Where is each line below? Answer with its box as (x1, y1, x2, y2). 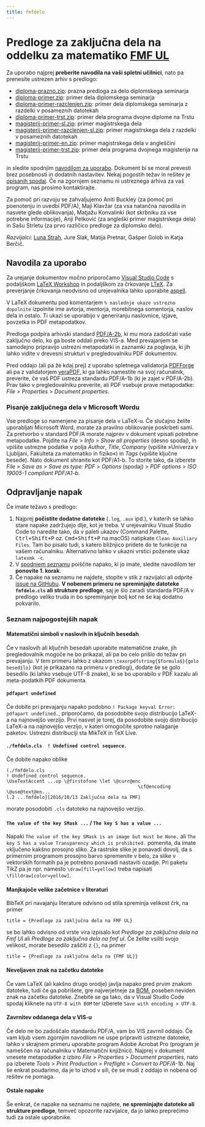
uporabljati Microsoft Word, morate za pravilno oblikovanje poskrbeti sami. (6, 424, 194, 431)
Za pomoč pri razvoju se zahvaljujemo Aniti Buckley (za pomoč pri (6, 196, 173, 203)
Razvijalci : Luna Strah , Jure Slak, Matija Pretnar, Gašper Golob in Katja (6, 234, 184, 241)
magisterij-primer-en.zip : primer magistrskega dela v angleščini (15, 139, 176, 147)
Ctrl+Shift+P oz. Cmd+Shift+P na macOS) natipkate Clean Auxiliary (15, 535, 198, 542)
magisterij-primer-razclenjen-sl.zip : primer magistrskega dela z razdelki (15, 126, 196, 134)
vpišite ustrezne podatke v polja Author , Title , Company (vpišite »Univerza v (6, 443, 199, 451)
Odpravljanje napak (6, 487, 83, 497)
